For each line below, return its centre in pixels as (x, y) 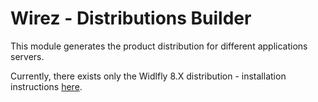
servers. (27, 56)
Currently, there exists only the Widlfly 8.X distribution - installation (148, 76)
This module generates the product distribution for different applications (159, 46)
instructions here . (46, 86)
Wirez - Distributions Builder (131, 18)
